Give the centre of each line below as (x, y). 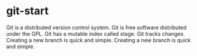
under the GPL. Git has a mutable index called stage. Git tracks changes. (96, 33)
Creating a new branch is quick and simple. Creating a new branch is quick (99, 40)
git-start (28, 11)
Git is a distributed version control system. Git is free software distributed (96, 27)
